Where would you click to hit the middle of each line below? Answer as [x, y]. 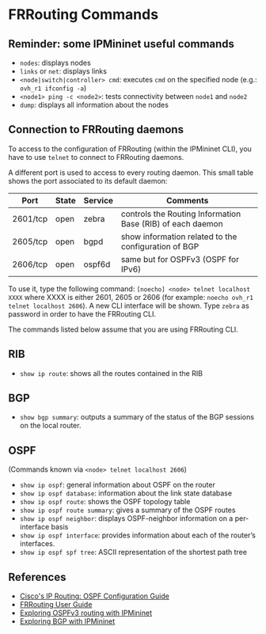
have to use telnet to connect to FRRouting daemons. [96, 157]
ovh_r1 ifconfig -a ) [53, 88]
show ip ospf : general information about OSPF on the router [117, 485]
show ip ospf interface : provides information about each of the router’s [137, 535]
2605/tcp [30, 241]
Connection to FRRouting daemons [96, 129]
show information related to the [179, 237]
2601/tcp [30, 218]
